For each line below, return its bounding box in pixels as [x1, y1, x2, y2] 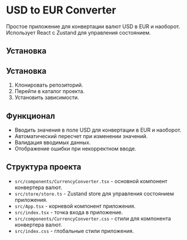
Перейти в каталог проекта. [14, 88, 85, 95]
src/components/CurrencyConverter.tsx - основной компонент [14, 177, 168, 184]
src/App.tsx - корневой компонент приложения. [14, 203, 136, 210]
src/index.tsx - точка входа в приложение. [14, 208, 123, 215]
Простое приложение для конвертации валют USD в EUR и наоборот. [6, 23, 181, 30]
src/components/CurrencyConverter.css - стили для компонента [14, 215, 171, 222]
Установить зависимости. [14, 94, 79, 101]
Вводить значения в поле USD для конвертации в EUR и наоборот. [14, 126, 182, 133]
